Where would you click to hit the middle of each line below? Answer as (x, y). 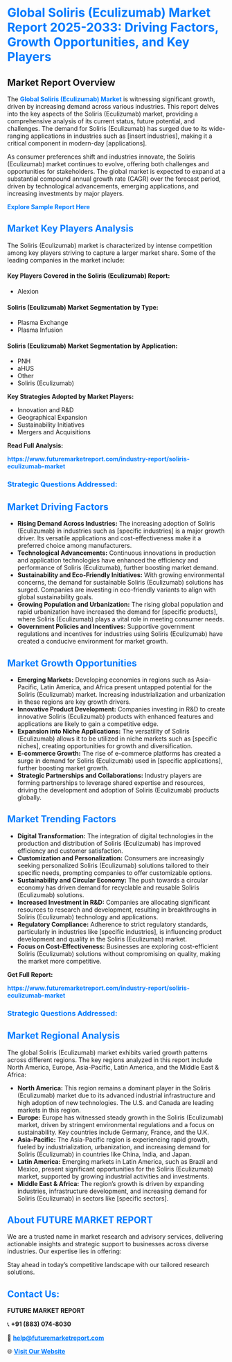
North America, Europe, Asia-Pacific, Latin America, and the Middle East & (113, 1067)
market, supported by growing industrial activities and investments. (113, 1176)
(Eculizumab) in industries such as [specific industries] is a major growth (121, 531)
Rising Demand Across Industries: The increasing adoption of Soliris (116, 524)
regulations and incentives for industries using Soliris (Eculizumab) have (120, 634)
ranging (18, 136)
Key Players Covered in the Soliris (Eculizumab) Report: (89, 276)
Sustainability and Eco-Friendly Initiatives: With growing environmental (121, 575)
